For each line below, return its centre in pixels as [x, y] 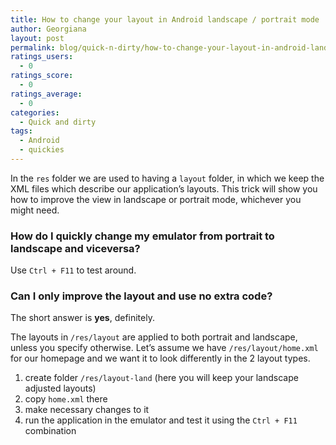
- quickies [42, 150]
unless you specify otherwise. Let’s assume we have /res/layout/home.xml [164, 348]
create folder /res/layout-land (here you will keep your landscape [161, 378]
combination [50, 431]
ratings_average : [46, 94]
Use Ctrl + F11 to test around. [73, 270]
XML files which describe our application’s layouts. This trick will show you [164, 188]
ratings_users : [42, 57]
